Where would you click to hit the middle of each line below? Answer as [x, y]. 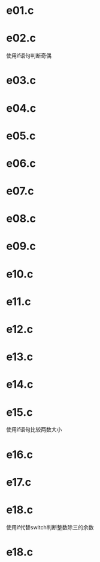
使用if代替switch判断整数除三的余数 [50, 527]
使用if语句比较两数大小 [34, 430]
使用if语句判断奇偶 [29, 56]
